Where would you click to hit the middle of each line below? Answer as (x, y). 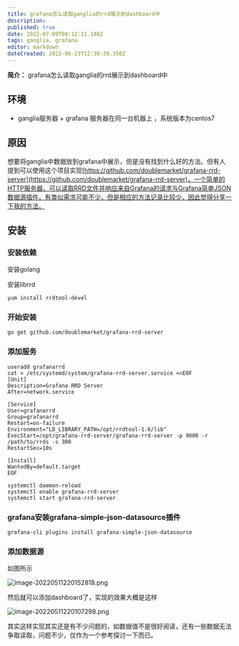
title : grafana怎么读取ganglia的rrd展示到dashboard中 (84, 14)
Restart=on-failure (36, 423)
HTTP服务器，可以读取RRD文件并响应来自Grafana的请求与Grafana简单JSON (119, 188)
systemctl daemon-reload (44, 486)
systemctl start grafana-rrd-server (62, 498)
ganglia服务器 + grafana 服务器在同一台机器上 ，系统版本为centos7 (116, 118)
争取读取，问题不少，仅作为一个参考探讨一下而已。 (82, 635)
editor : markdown (33, 47)
